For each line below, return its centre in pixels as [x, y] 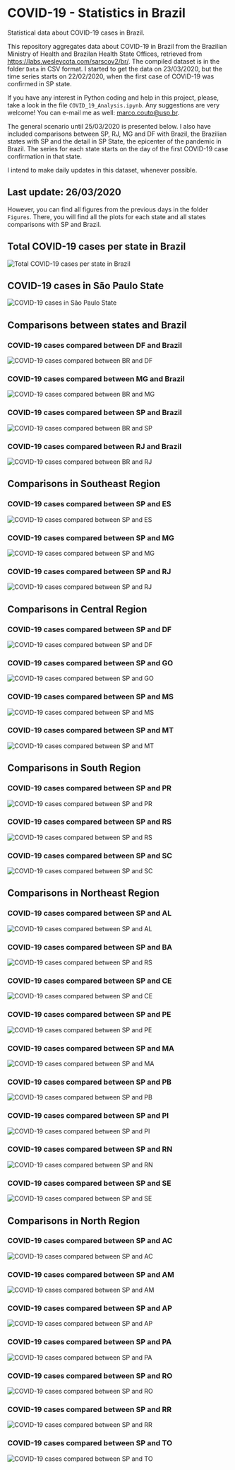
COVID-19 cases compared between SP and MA [91, 1048]
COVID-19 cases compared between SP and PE [89, 1015]
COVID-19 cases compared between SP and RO [90, 1375]
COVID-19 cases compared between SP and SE [89, 1183]
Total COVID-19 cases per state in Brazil [97, 246]
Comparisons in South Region [74, 768]
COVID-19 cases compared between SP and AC [90, 1241]
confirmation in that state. [45, 156]
